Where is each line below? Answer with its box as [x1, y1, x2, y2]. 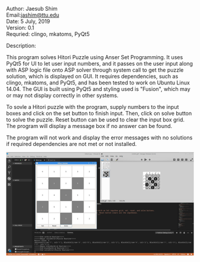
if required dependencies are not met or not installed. [6, 141, 137, 147]
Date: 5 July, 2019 [6, 18, 51, 25]
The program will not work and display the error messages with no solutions [6, 134, 193, 141]
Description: [6, 42, 36, 49]
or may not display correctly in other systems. [6, 92, 119, 99]
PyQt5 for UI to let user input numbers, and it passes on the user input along [6, 60, 193, 67]
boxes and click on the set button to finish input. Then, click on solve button [6, 110, 192, 117]
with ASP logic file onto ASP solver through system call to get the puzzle [6, 66, 184, 74]
